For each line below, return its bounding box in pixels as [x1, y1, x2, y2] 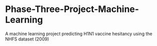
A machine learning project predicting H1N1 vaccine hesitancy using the [5, 30, 153, 36]
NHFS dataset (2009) [5, 36, 49, 42]
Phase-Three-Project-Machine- [5, 3, 140, 15]
